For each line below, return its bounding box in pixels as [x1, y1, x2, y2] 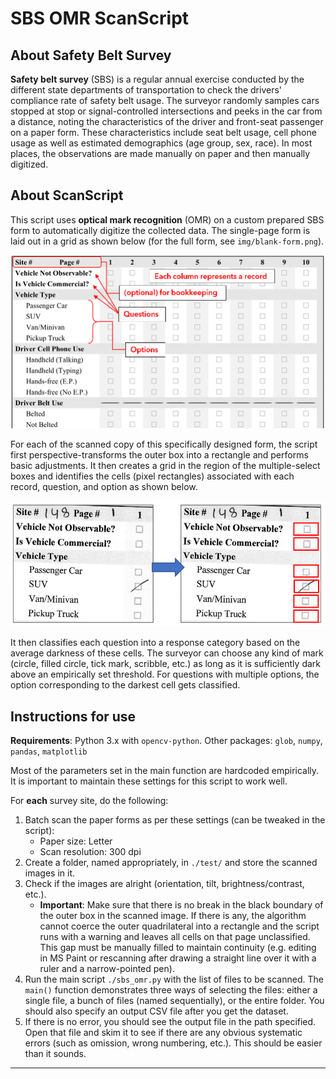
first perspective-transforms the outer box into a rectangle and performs [10, 449, 309, 461]
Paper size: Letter [39, 835, 113, 847]
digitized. [10, 158, 49, 170]
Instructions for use [10, 708, 137, 725]
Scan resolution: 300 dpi [39, 845, 142, 857]
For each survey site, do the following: [10, 794, 169, 806]
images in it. [24, 867, 75, 879]
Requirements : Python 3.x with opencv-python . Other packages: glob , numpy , [10, 734, 323, 746]
